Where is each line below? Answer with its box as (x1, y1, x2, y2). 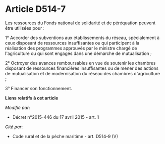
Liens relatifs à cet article (5, 95, 58, 101)
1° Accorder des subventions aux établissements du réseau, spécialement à (5, 35, 160, 41)
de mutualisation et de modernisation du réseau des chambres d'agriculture (5, 70, 160, 76)
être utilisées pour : (5, 25, 45, 31)
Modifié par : (5, 104, 31, 110)
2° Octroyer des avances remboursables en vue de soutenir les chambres (5, 60, 156, 66)
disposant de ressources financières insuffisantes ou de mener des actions (5, 65, 159, 71)
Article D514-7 (5, 3, 66, 15)
